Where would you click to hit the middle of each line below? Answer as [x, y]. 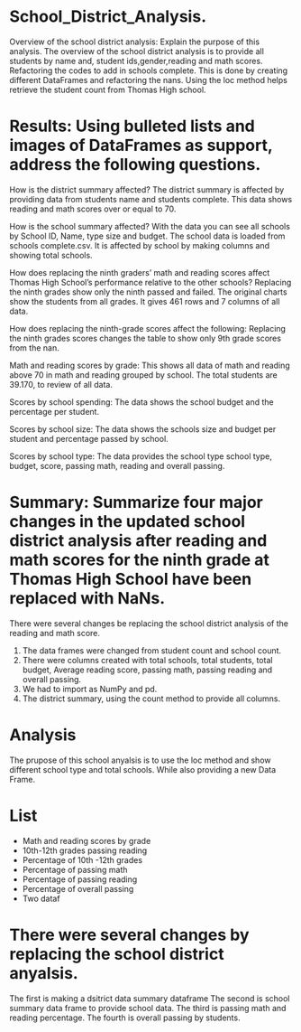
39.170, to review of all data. [61, 384]
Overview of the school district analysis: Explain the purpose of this [134, 42]
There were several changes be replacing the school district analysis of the [149, 623]
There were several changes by [129, 935]
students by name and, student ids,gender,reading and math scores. [136, 61]
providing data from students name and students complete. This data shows [151, 199]
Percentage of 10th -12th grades [82, 859]
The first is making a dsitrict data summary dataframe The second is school [150, 998]
